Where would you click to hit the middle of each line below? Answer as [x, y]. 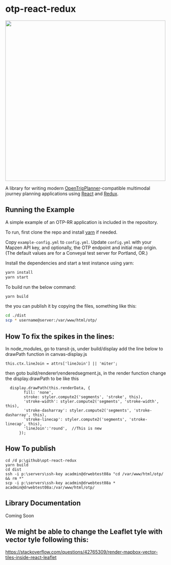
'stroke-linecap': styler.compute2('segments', [75, 419]
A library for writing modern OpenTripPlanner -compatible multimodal [78, 188]
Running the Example [40, 210]
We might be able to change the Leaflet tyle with [84, 531]
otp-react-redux [41, 9]
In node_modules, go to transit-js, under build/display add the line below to [84, 349]
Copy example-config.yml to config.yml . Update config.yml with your [79, 242]
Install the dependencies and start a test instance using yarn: [70, 263]
